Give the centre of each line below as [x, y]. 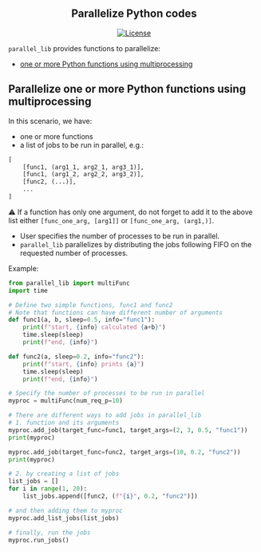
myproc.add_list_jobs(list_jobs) [64, 518]
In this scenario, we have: [50, 121]
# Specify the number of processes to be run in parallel [107, 394]
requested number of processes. [74, 253]
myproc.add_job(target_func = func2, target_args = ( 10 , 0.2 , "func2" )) [125, 452]
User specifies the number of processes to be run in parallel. [120, 236]
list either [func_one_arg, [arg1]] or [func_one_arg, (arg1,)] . [111, 220]
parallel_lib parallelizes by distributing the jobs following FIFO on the [136, 244]
